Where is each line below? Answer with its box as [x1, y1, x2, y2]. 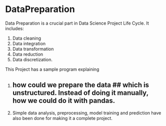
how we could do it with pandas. [12, 96, 115, 105]
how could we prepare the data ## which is [12, 81, 149, 89]
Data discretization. [12, 56, 52, 62]
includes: [5, 25, 24, 31]
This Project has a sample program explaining [5, 66, 99, 72]
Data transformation [12, 46, 54, 52]
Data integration [12, 40, 46, 46]
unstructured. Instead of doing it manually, [12, 89, 148, 97]
